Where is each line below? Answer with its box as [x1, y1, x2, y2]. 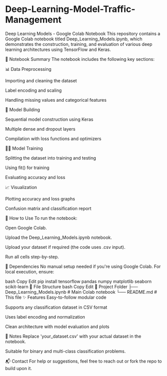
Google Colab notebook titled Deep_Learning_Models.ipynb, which [5, 36, 143, 42]
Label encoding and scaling [5, 87, 62, 93]
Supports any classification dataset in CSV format [5, 304, 108, 310]
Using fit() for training [5, 165, 50, 171]
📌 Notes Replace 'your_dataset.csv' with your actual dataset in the [5, 333, 142, 339]
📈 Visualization [5, 184, 37, 190]
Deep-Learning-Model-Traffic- [5, 3, 136, 15]
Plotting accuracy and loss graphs [5, 195, 75, 201]
